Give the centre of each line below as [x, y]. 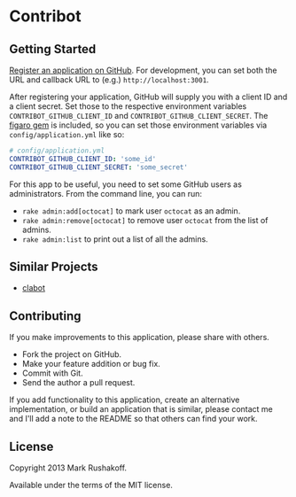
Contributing [45, 316]
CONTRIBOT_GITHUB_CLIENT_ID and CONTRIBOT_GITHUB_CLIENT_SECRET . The [139, 116]
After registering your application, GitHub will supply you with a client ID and [148, 97]
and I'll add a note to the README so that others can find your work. [133, 419]
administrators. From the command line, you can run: [105, 193]
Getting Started [53, 49]
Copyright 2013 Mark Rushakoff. [68, 468]
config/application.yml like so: [67, 134]
